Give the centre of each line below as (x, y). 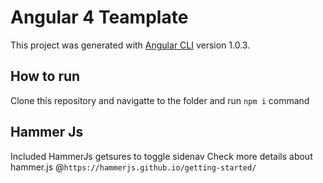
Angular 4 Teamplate (99, 17)
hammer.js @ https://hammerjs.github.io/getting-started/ (133, 167)
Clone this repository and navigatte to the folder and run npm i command (160, 100)
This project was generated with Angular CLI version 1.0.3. (130, 45)
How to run (45, 76)
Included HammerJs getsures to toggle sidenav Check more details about (161, 156)
